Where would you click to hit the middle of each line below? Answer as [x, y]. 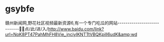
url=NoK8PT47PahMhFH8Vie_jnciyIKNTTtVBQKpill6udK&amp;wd [71, 34]
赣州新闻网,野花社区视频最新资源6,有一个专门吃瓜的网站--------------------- [82, 23]
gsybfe [20, 9]
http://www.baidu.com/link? [76, 29]
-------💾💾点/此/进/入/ [27, 29]
